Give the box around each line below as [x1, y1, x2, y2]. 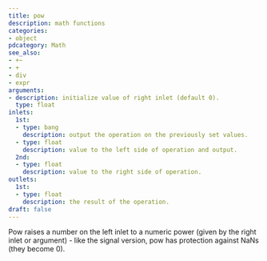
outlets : [8, 175, 38, 184]
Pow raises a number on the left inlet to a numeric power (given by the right [8, 227, 257, 237]
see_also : [8, 49, 42, 57]
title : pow [8, 11, 45, 20]
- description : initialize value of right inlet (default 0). [8, 94, 220, 102]
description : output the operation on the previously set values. [22, 130, 249, 139]
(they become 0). [8, 244, 66, 254]
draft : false [8, 205, 52, 213]
